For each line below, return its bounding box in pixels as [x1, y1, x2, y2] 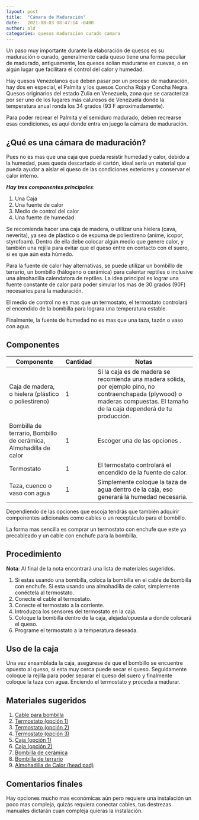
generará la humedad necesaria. [97, 492, 188, 501]
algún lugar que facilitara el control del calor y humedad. [6, 66, 144, 73]
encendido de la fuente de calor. [97, 468, 188, 476]
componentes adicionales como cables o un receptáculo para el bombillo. [6, 514, 187, 521]
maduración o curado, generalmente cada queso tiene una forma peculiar [6, 53, 187, 60]
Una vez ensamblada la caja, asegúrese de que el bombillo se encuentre [6, 659, 184, 667]
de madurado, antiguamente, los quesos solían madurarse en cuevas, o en [6, 60, 188, 67]
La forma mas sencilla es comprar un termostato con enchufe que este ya [6, 526, 187, 533]
